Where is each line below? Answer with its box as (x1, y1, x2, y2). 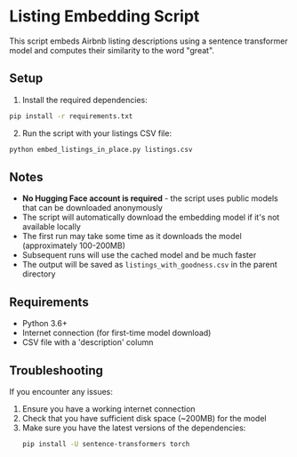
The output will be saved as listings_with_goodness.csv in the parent (21, 260, 277, 270)
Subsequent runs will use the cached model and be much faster (21, 250, 257, 261)
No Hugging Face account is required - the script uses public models (21, 193, 278, 204)
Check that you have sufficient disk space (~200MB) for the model (21, 413, 267, 423)
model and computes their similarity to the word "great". (9, 44, 215, 55)
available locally (21, 221, 82, 232)
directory (21, 269, 56, 279)
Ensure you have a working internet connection (21, 403, 196, 414)
